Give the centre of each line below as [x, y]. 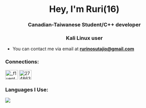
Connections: [22, 62]
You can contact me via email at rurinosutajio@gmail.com [73, 49]
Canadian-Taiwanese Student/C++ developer [84, 25]
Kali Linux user [84, 38]
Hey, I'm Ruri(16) [84, 9]
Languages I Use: [27, 90]
